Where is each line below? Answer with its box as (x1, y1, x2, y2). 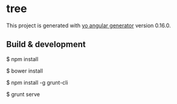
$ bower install (6, 67, 43, 74)
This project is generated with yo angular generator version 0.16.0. (6, 22, 171, 29)
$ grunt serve (6, 90, 40, 98)
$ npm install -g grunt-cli (6, 79, 68, 86)
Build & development (6, 39, 86, 50)
